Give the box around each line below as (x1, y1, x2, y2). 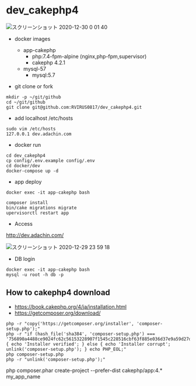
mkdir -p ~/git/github (6, 94, 61, 100)
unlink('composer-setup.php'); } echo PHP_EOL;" (6, 346, 127, 352)
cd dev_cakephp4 (6, 153, 45, 158)
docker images (14, 35, 51, 42)
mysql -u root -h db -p (6, 271, 64, 278)
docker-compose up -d (6, 168, 59, 174)
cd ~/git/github (6, 99, 45, 105)
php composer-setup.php (6, 351, 64, 357)
